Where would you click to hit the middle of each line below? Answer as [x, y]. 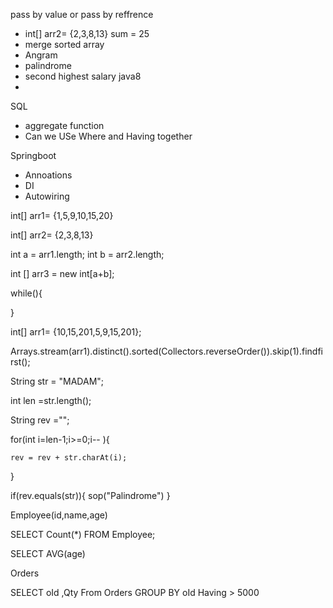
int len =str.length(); [51, 400]
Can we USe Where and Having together [108, 136]
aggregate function [64, 125]
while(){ [26, 293]
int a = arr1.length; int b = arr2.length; [87, 254]
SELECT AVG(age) [48, 553]
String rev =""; [40, 420]
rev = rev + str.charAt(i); [69, 458]
